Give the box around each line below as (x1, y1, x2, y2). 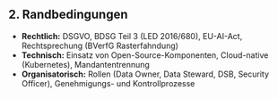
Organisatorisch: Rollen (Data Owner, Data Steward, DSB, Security (21, 69, 270, 79)
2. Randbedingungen (8, 7, 128, 22)
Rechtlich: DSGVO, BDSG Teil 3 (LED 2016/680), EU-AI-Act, (21, 30, 243, 41)
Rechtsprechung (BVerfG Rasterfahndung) (21, 40, 178, 51)
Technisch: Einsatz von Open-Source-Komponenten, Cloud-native (21, 49, 269, 61)
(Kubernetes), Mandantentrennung (21, 59, 150, 69)
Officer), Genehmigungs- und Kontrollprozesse (21, 78, 195, 88)
